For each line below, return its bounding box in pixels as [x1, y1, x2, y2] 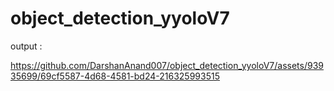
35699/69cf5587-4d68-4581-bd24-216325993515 [10, 70, 220, 82]
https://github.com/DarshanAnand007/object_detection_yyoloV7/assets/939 [10, 59, 324, 71]
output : [10, 40, 43, 52]
